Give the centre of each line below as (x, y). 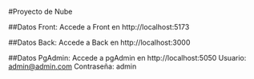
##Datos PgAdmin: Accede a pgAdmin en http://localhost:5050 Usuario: (127, 58)
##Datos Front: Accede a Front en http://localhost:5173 (99, 27)
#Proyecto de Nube (40, 12)
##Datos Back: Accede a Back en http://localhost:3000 (99, 42)
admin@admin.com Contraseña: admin (73, 66)
